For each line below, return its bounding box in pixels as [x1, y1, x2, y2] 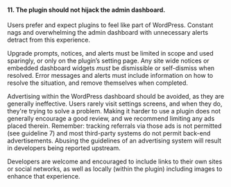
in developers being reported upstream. [7, 144, 121, 152]
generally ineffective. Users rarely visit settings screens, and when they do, [7, 99, 223, 108]
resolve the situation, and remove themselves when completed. [7, 79, 189, 87]
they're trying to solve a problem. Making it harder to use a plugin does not [7, 107, 221, 115]
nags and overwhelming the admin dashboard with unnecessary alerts [7, 29, 209, 37]
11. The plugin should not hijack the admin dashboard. [7, 6, 166, 14]
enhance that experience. [7, 172, 80, 181]
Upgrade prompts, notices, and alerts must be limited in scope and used [7, 49, 214, 58]
